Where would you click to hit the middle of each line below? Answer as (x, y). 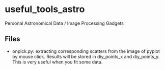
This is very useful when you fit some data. (57, 62)
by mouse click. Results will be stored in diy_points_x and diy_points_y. (86, 56)
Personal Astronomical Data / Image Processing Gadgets (64, 23)
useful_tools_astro (45, 9)
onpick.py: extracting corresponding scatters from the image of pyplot (86, 51)
